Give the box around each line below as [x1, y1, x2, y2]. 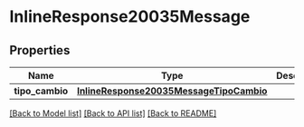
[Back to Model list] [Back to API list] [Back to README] [9, 108, 217, 119]
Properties [9, 43, 71, 58]
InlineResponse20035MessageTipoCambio [76, 84, 268, 97]
